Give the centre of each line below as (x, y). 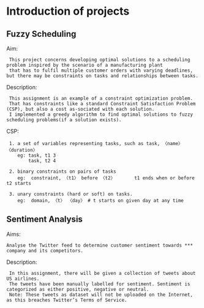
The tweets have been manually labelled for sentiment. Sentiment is (100, 284)
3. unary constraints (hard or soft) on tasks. (71, 194)
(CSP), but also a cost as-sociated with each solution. (81, 109)
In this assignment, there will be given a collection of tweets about (102, 273)
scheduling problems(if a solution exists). (64, 120)
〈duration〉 (22, 150)
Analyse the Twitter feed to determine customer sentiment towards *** (100, 245)
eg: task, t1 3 (37, 156)
